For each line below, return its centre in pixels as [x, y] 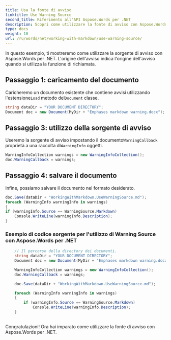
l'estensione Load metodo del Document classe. [52, 98]
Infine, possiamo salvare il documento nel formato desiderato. [70, 188]
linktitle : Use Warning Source [38, 15]
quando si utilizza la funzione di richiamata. [51, 64]
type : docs [17, 29]
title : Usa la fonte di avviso [38, 10]
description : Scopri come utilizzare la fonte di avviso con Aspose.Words [86, 24]
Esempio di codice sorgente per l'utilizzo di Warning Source [81, 234]
